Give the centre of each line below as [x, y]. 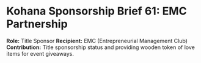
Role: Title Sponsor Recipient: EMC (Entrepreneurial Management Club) [97, 41]
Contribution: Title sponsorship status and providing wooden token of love [101, 47]
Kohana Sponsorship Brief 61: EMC [97, 11]
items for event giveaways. [40, 53]
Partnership [37, 24]
